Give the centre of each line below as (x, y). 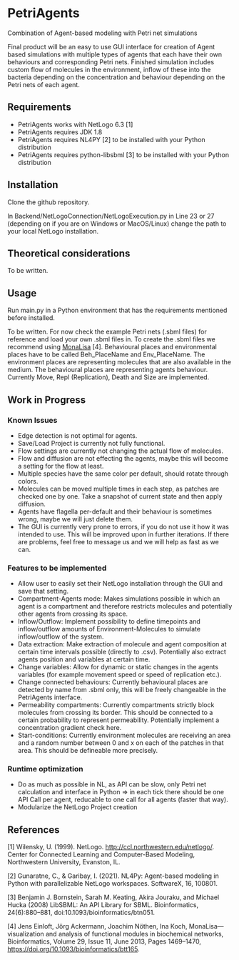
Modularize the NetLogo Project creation (77, 807)
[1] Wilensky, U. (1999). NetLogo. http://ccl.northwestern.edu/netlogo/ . (111, 847)
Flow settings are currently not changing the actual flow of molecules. (120, 451)
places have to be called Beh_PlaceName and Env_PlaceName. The (106, 354)
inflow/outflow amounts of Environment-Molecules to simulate (109, 629)
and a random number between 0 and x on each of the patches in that (121, 743)
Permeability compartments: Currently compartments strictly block (116, 705)
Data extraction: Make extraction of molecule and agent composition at (122, 644)
